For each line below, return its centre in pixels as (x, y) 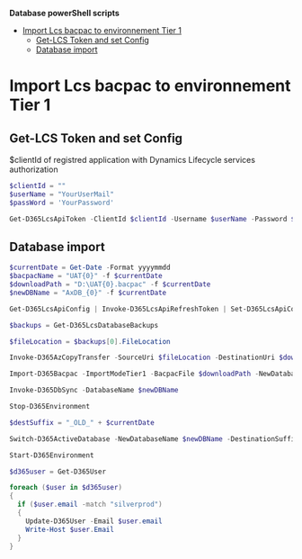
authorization (34, 169)
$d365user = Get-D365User (58, 472)
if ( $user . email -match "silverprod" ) (90, 505)
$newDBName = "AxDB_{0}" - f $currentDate (88, 293)
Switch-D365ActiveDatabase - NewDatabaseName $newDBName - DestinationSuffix (154, 439)
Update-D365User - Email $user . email (94, 521)
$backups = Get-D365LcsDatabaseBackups (84, 325)
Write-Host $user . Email (70, 529)
